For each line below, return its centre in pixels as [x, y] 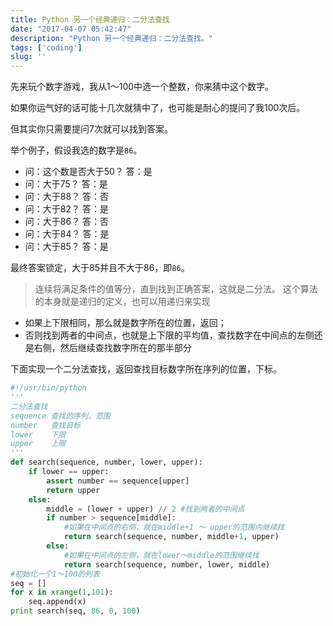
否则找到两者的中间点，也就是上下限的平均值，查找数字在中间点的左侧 [169, 335]
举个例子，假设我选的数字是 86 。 [76, 150]
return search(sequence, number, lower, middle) [167, 564]
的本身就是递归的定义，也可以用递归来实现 [122, 302]
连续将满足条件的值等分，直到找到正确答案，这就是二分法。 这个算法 [176, 289]
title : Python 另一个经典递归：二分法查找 [90, 19]
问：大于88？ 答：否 [67, 197]
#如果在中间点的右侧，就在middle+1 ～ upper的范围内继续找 [174, 527]
